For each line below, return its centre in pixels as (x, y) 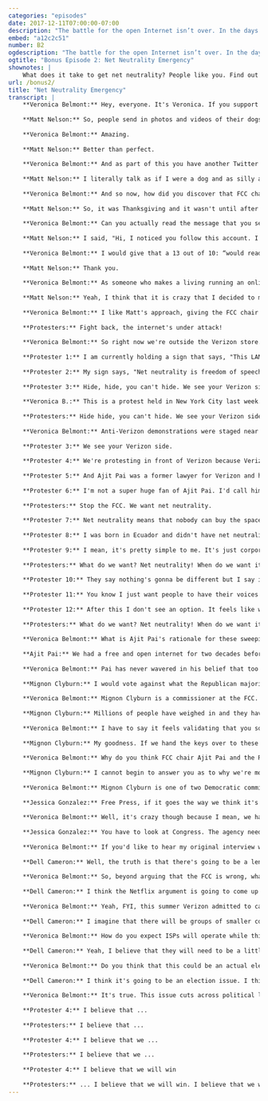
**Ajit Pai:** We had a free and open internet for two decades (132, 654)
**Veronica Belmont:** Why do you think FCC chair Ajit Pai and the (139, 758)
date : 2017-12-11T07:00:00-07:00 (64, 23)
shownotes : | (30, 68)
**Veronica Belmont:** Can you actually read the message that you (137, 224)
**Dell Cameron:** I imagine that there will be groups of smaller (137, 921)
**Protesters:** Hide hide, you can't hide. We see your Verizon (134, 417)
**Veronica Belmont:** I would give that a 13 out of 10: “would (134, 253)
